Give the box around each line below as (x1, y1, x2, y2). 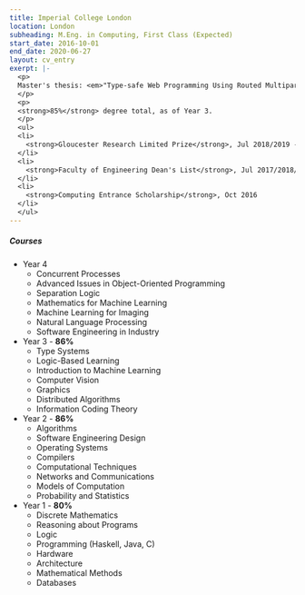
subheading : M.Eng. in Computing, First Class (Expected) (9, 30, 233, 39)
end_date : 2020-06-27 (9, 47, 92, 56)
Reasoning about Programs (35, 519, 139, 530)
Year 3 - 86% (22, 335, 74, 346)
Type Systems (35, 345, 90, 356)
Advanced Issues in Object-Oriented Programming (35, 278, 225, 289)
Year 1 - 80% (22, 500, 73, 511)
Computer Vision (35, 374, 100, 385)
